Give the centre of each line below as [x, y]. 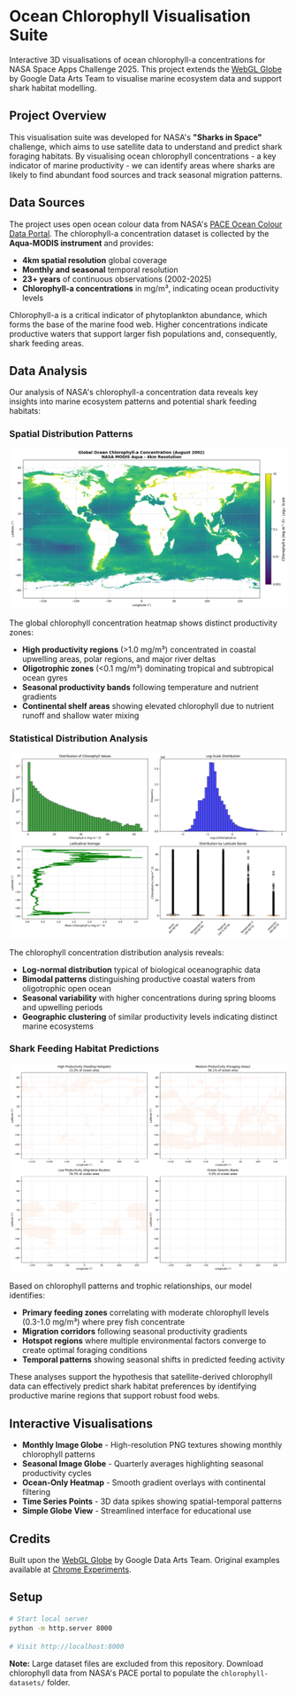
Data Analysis [49, 371]
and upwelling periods [62, 1007]
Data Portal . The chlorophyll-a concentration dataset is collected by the [139, 233]
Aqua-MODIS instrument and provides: [82, 243]
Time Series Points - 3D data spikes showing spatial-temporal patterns [152, 1502]
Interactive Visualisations [81, 1424]
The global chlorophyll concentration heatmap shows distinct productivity [144, 623]
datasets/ [27, 1684]
